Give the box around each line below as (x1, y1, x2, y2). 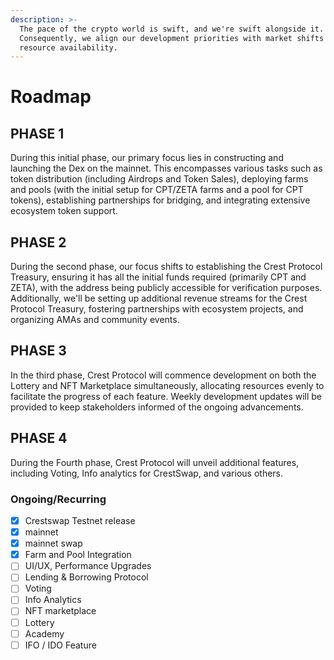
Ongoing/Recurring (10, 492, 107, 506)
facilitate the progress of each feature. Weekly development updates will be (10, 390, 323, 402)
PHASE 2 (10, 234, 67, 251)
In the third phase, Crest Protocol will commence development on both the (10, 369, 317, 381)
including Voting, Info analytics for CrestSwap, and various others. (10, 467, 284, 479)
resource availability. (19, 42, 118, 53)
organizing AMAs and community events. (10, 314, 180, 326)
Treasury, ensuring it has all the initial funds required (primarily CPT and (10, 271, 307, 283)
